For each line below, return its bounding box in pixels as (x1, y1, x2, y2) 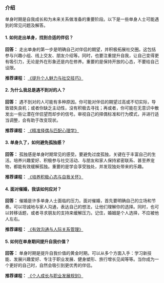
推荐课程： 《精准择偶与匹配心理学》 (5, 127, 79, 133)
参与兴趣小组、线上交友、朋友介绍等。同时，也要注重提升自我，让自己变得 (5, 52, 155, 58)
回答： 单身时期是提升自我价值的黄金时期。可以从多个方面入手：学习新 (5, 250, 147, 256)
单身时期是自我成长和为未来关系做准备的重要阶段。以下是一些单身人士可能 (5, 16, 155, 22)
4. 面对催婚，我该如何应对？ (5, 186, 62, 192)
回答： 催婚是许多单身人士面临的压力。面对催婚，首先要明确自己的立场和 (5, 198, 152, 203)
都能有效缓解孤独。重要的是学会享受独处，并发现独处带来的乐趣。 (13, 163, 146, 169)
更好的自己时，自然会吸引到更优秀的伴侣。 (9, 263, 95, 268)
